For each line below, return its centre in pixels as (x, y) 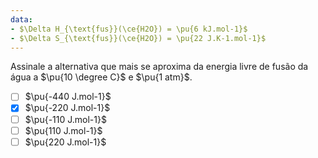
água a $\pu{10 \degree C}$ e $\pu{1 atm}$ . (101, 77)
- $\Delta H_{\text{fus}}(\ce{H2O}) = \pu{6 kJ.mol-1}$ (129, 29)
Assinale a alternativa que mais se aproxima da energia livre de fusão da (159, 67)
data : (21, 19)
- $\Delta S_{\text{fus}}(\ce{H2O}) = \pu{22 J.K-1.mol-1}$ (138, 38)
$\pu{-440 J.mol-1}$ (68, 97)
